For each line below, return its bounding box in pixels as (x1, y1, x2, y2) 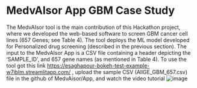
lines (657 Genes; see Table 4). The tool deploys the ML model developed (6, 36, 190, 43)
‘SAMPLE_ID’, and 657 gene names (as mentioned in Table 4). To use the (6, 55, 187, 63)
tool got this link (6, 61, 46, 69)
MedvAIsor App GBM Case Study (6, 4, 175, 17)
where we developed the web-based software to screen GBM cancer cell (6, 30, 188, 37)
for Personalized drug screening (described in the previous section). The (6, 43, 187, 50)
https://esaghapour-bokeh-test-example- (47, 61, 150, 69)
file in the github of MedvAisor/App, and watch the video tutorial (6, 75, 165, 82)
